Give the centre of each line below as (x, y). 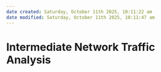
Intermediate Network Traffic (81, 47)
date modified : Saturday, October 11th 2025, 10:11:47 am (80, 17)
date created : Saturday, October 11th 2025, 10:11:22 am (79, 12)
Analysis (29, 60)
